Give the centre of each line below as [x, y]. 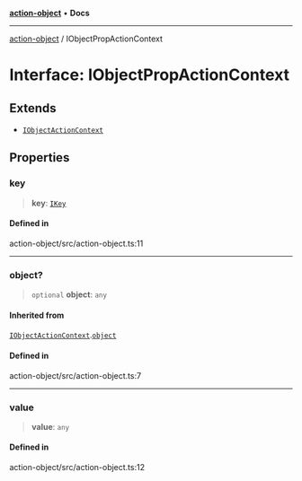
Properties [40, 157]
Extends [33, 108]
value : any [50, 426]
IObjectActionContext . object [63, 335]
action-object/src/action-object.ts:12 [77, 468]
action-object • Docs [49, 13]
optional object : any [69, 294]
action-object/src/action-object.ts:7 [75, 375]
